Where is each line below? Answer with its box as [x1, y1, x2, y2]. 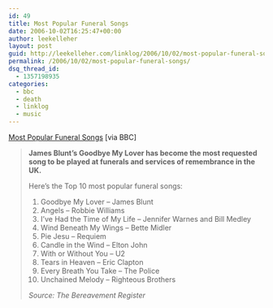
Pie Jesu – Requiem [40, 232, 107, 241]
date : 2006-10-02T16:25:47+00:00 [8, 27, 122, 35]
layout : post [8, 42, 53, 50]
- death [15, 95, 42, 103]
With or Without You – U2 [40, 249, 126, 258]
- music [15, 111, 42, 119]
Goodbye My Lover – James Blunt [40, 197, 154, 206]
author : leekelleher [8, 34, 79, 43]
